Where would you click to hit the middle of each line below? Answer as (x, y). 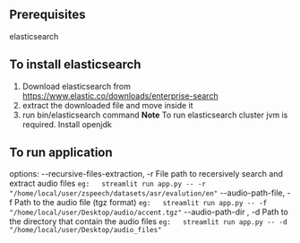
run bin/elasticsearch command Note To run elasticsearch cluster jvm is (155, 115)
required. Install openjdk (67, 124)
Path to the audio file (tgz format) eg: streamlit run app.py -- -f (141, 203)
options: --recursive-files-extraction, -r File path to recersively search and (146, 174)
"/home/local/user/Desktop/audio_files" (86, 230)
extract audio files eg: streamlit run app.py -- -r (107, 184)
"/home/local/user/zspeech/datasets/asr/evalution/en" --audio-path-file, (147, 193)
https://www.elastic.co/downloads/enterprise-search (120, 95)
